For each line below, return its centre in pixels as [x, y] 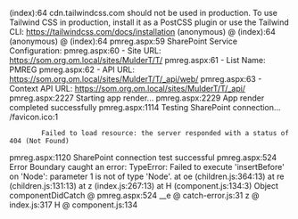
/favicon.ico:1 [34, 117]
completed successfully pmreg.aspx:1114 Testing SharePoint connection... [145, 107]
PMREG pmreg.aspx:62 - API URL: [72, 69]
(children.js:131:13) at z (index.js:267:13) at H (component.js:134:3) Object [144, 186]
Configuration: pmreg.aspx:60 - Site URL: [86, 51]
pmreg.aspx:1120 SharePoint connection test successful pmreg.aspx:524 [143, 158]
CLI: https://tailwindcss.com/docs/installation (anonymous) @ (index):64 [143, 32]
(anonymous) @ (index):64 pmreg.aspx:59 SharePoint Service [124, 41]
